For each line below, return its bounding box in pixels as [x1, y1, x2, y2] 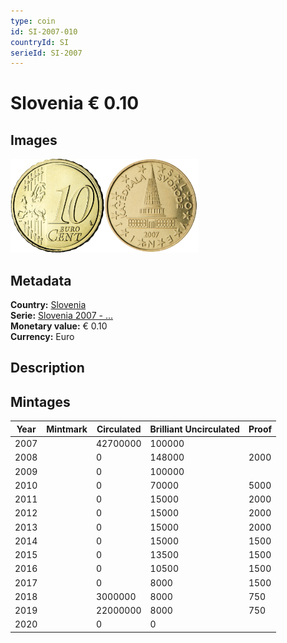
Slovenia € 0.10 [10, 92, 140, 115]
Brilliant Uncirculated [149, 423, 240, 435]
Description [10, 360, 85, 377]
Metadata [10, 272, 72, 289]
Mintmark [46, 423, 88, 435]
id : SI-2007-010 [10, 26, 78, 37]
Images [10, 131, 58, 149]
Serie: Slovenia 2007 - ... [10, 310, 114, 322]
